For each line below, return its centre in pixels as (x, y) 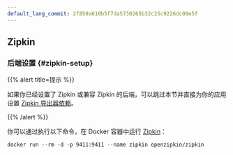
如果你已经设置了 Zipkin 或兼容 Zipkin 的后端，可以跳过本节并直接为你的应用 (117, 94)
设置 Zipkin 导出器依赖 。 (42, 103)
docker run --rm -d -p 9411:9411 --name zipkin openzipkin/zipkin (106, 145)
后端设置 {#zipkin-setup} (50, 63)
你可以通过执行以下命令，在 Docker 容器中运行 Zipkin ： (87, 132)
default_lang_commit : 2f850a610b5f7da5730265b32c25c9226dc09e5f (103, 14)
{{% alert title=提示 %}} (41, 80)
